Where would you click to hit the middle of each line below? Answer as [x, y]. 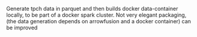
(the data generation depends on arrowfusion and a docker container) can [99, 21]
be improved [22, 27]
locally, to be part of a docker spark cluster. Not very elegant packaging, [96, 15]
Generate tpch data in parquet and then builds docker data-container [92, 9]
